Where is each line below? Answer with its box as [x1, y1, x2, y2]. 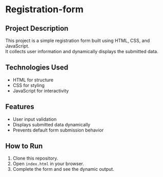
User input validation [12, 116, 57, 122]
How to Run [5, 142, 43, 150]
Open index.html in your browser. [12, 161, 85, 167]
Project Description [5, 24, 69, 33]
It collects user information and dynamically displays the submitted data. [5, 49, 158, 54]
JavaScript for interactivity [12, 87, 69, 94]
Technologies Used [5, 63, 68, 72]
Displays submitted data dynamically [12, 121, 91, 127]
